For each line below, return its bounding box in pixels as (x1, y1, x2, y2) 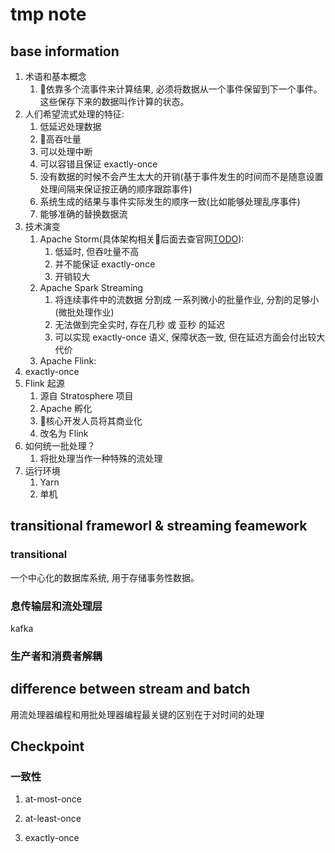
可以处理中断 (39, 146, 93, 157)
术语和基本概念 (24, 71, 87, 82)
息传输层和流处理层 (10, 599, 103, 613)
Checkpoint (10, 738, 85, 755)
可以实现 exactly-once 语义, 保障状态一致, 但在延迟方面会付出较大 (54, 331, 326, 343)
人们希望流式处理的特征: (24, 108, 125, 120)
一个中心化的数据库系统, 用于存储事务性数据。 (10, 571, 200, 583)
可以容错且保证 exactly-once (39, 158, 158, 170)
